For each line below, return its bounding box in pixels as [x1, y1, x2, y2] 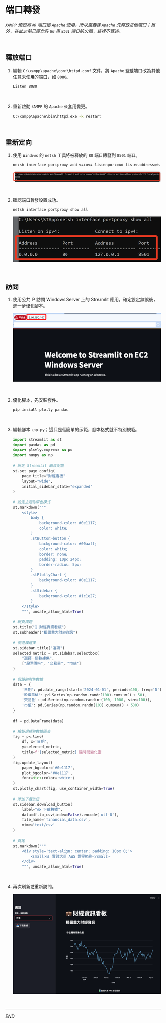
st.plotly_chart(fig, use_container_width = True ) [12, 786, 115, 791]
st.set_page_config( [12, 468, 55, 473]
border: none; [39, 552, 68, 557]
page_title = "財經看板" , [22, 474, 68, 479]
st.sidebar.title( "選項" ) [12, 646, 65, 651]
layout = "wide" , [22, 479, 53, 484]
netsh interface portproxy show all [12, 207, 88, 212]
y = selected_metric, [22, 744, 62, 749]
